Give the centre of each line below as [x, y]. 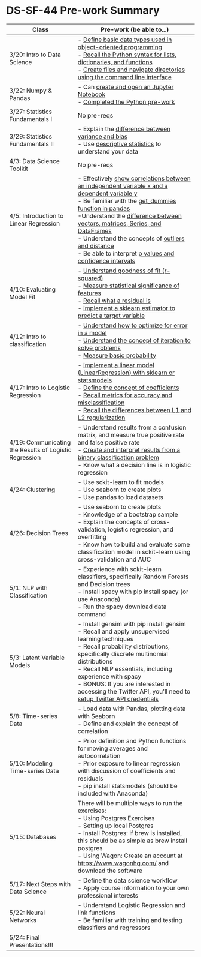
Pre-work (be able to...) [135, 29]
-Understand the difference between [130, 215]
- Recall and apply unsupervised [124, 631]
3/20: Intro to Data [35, 55]
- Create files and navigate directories [131, 70]
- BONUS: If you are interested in [124, 683]
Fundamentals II [31, 143]
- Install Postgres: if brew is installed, [130, 833]
